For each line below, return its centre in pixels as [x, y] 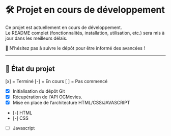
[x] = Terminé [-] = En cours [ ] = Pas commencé [56, 81]
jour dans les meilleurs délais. [36, 38]
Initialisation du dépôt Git [39, 91]
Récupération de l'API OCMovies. [47, 97]
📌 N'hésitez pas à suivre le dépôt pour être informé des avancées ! [75, 48]
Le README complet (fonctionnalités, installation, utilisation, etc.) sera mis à [85, 33]
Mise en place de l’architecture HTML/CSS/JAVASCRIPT [71, 102]
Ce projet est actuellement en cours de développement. [64, 27]
